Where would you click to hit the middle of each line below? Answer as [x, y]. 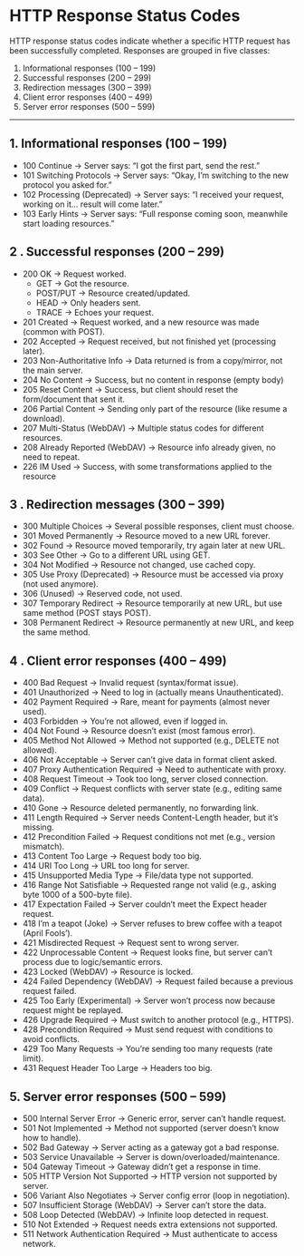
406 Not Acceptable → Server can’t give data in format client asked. [150, 760]
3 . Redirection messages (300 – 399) [117, 504]
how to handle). [52, 1138]
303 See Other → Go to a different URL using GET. [116, 555]
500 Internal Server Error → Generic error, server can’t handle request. [154, 1118]
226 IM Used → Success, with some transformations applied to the [147, 466]
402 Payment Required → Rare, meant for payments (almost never [146, 702]
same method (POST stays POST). [86, 613]
